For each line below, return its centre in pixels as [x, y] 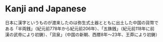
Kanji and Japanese [46, 9]
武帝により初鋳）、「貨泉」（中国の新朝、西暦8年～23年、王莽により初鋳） [87, 34]
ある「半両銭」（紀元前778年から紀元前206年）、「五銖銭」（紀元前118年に [78, 28]
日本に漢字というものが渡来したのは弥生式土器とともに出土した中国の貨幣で [82, 22]
